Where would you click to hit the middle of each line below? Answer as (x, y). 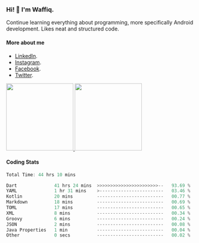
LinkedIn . (26, 56)
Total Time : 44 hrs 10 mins (41, 175)
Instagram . (28, 62)
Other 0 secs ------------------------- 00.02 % (98, 235)
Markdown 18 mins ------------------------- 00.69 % (98, 202)
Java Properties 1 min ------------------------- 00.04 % (98, 230)
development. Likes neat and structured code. (63, 29)
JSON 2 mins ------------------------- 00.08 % (98, 224)
